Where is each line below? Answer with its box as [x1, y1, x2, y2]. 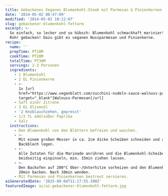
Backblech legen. [18, 142, 55, 147]
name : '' [9, 44, 28, 49]
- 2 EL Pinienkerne [14, 77, 55, 82]
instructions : [9, 123, 39, 128]
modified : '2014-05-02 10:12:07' [5, 16, 75, 21]
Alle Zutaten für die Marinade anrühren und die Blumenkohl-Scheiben [18, 151, 166, 156]
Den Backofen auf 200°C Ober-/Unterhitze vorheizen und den [18, 165, 146, 170]
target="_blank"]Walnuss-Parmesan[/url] [18, 95, 104, 100]
